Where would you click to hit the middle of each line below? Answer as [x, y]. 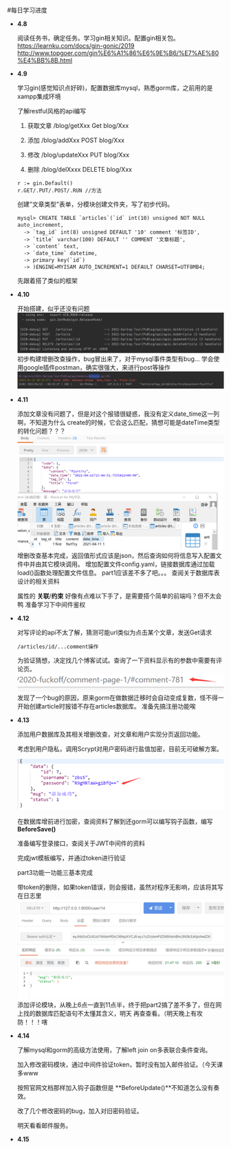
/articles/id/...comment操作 [58, 647]
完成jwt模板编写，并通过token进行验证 [71, 858]
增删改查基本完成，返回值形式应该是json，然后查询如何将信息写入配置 [117, 556]
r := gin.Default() [45, 183]
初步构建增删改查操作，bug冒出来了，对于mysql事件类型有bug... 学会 [115, 359]
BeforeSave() [36, 829]
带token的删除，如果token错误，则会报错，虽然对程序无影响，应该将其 [117, 887]
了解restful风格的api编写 [52, 111]
